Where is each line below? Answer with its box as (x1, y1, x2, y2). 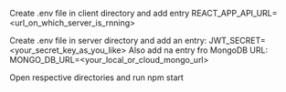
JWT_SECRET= (208, 36, 267, 46)
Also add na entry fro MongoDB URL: (128, 45, 268, 56)
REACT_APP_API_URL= (191, 8, 278, 18)
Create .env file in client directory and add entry (9, 8, 190, 18)
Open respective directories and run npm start (9, 72, 185, 83)
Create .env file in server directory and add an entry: (9, 36, 207, 46)
